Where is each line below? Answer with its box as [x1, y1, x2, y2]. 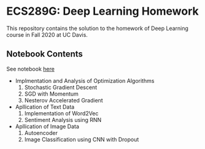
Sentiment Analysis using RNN [24, 116, 102, 123]
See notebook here [6, 65, 55, 72]
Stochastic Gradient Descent [24, 83, 98, 91]
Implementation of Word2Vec [24, 109, 99, 117]
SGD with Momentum [24, 90, 79, 97]
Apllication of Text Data [15, 103, 75, 110]
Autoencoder [24, 129, 58, 136]
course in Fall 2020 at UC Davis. [6, 31, 88, 38]
